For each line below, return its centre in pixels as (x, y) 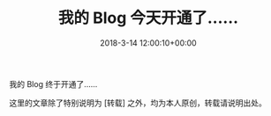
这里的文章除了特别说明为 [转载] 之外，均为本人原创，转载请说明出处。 (138, 103)
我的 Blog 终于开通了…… (53, 83)
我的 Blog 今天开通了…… (148, 18)
